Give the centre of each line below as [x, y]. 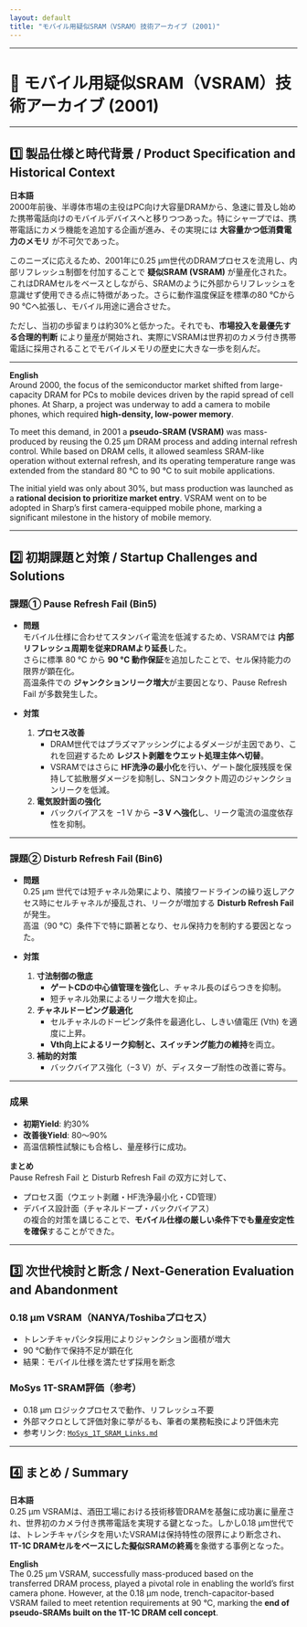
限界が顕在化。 [51, 671]
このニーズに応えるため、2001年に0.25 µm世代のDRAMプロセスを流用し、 [149, 260]
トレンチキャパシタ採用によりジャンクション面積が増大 [127, 1339]
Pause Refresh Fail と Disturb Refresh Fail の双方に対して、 [121, 1177]
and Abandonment [64, 1289]
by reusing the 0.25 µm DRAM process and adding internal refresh [173, 442]
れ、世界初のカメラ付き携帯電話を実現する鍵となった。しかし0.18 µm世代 [148, 1523]
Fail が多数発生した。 [63, 693]
